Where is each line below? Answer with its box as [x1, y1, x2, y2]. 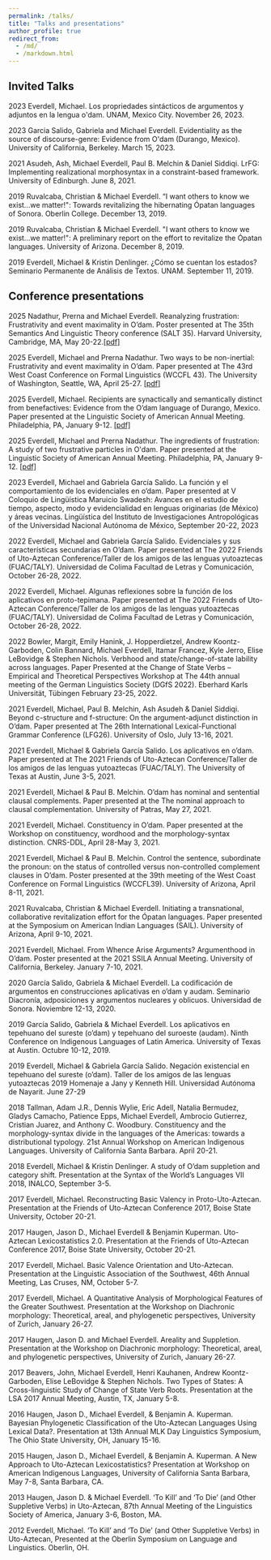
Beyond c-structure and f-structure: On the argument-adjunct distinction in [8, 712, 258, 722]
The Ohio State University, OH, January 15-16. [8, 1435, 162, 1445]
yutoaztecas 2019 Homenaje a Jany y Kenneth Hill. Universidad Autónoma [8, 1078, 256, 1088]
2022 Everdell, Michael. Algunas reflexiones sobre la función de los [8, 586, 233, 596]
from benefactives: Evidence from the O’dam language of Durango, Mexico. [8, 402, 260, 412]
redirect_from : [8, 34, 60, 43]
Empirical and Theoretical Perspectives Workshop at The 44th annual [8, 671, 240, 681]
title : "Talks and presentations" [8, 19, 125, 28]
